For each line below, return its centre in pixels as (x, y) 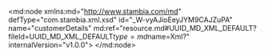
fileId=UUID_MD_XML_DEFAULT (61, 36)
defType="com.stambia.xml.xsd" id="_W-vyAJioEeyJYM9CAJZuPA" (121, 20)
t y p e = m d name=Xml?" (152, 36)
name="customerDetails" (50, 28)
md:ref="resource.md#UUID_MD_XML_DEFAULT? (175, 28)
